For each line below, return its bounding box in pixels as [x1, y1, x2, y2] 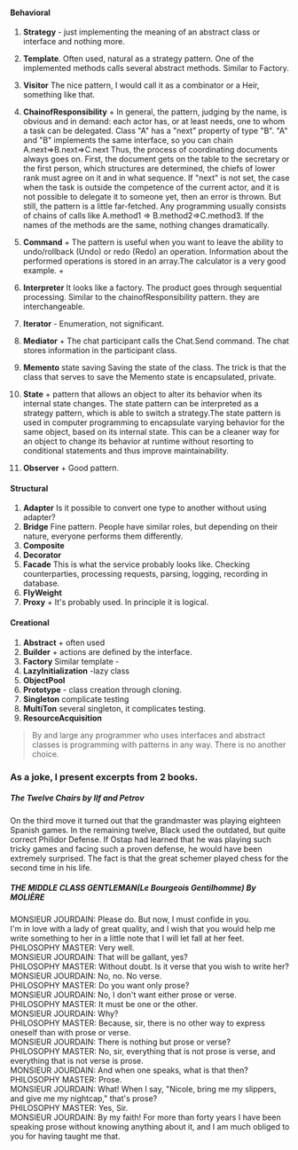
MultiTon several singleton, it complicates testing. [22, 703, 207, 713]
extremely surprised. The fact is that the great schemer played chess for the [10, 853, 289, 863]
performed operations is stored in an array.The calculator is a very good [22, 256, 286, 266]
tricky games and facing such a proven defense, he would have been [10, 843, 263, 854]
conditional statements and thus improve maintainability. [22, 445, 230, 456]
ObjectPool [22, 674, 66, 685]
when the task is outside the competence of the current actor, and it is [22, 182, 280, 193]
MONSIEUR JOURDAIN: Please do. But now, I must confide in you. [10, 914, 251, 925]
